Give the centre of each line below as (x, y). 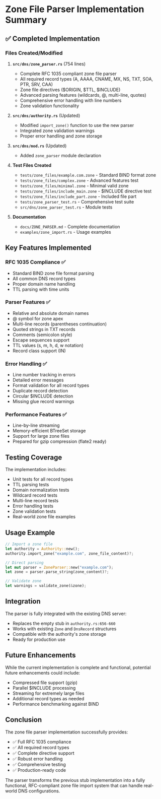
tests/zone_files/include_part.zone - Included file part (78, 196)
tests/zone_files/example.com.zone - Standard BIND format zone (88, 175)
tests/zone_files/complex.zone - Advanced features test (79, 180)
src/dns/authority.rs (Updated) (46, 115)
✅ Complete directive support (43, 753)
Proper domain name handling (44, 284)
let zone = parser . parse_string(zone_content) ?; (57, 572)
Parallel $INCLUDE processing (44, 688)
